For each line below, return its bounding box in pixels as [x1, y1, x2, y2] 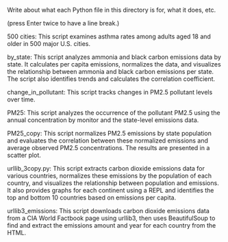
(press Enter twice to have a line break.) [7, 19, 120, 27]
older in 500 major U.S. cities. [7, 40, 91, 47]
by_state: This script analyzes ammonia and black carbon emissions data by [7, 53, 221, 61]
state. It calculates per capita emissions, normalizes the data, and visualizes [7, 60, 221, 68]
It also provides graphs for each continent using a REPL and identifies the [7, 186, 214, 194]
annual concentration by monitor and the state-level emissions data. [7, 116, 199, 124]
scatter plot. [7, 151, 41, 159]
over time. [7, 95, 36, 104]
